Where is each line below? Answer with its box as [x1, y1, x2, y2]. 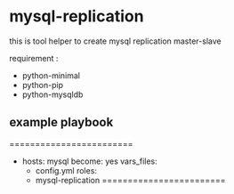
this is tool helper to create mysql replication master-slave [9, 36, 222, 46]
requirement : [9, 53, 59, 63]
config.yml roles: [35, 165, 98, 175]
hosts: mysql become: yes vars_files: [21, 156, 157, 166]
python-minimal [21, 69, 80, 81]
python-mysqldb [21, 89, 84, 100]
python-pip [21, 79, 64, 90]
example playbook [9, 115, 114, 130]
